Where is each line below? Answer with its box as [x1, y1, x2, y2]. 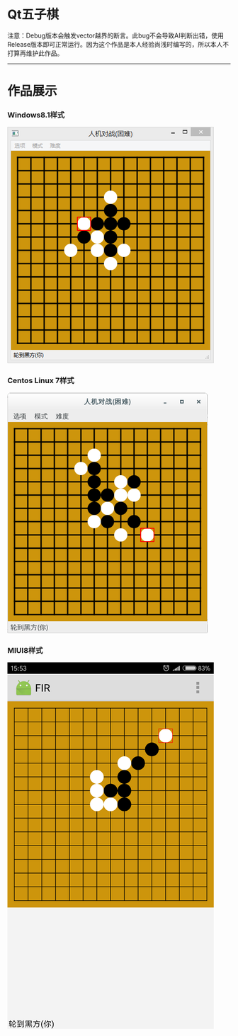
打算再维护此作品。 [7, 49, 64, 57]
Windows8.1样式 [7, 110, 65, 120]
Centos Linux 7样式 [7, 376, 74, 386]
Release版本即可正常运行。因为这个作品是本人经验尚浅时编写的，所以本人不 [7, 40, 229, 48]
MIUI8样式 [7, 645, 43, 655]
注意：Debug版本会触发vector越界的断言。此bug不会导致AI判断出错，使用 [7, 31, 225, 40]
